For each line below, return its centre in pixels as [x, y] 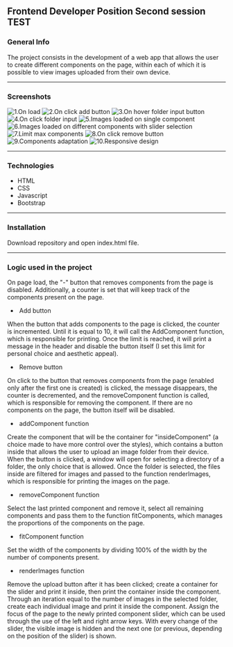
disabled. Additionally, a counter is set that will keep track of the [98, 289]
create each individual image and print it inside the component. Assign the [113, 606]
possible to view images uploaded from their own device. [89, 72]
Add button [35, 310]
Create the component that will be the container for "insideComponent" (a [113, 436]
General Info [28, 42]
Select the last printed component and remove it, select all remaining [105, 508]
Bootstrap [31, 203]
